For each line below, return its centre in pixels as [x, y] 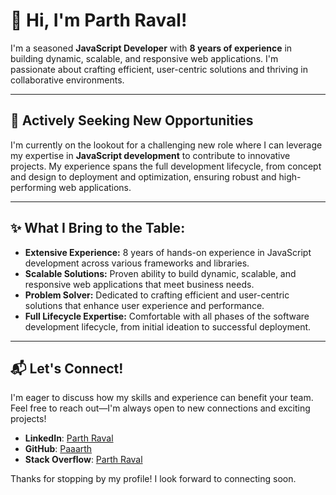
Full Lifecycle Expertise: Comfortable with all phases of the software [167, 316]
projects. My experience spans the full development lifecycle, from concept [166, 166]
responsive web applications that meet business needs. [139, 284]
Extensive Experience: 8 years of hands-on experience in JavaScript [168, 252]
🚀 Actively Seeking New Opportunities [132, 120]
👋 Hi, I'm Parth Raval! [99, 20]
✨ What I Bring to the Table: [98, 228]
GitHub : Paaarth [58, 449]
